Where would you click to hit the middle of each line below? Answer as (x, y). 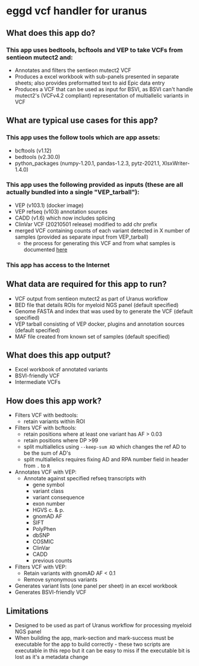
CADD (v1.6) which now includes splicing (65, 218)
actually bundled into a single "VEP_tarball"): (73, 192)
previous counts (52, 561)
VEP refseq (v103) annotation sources (61, 211)
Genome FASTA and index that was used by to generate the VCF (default (104, 311)
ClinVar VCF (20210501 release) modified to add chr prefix (86, 224)
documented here (45, 249)
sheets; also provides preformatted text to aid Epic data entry (90, 83)
